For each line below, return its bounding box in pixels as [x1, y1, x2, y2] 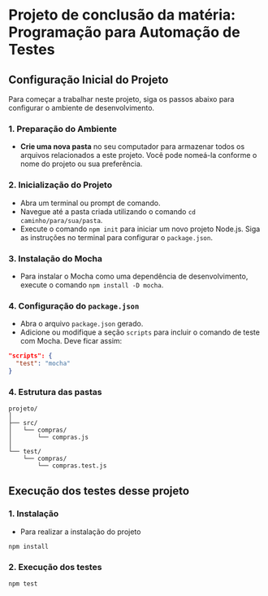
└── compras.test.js [37, 462, 107, 470]
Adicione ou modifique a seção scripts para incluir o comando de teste [19, 327, 260, 337]
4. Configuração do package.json [8, 300, 140, 311]
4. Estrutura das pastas [8, 386, 102, 397]
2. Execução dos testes [8, 561, 102, 572]
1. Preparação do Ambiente [8, 123, 118, 134]
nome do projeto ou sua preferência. [19, 159, 143, 169]
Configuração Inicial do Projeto [8, 72, 169, 86]
